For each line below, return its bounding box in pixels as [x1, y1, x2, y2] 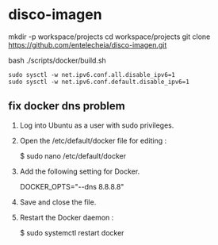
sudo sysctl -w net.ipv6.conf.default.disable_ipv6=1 [8, 78, 190, 86]
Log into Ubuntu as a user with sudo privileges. [19, 121, 174, 130]
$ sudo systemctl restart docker [19, 228, 124, 237]
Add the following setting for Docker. [19, 167, 140, 176]
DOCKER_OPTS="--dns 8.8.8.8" [19, 182, 124, 191]
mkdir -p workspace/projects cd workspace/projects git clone [8, 32, 211, 41]
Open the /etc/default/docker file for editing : [19, 136, 167, 145]
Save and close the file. [19, 197, 97, 207]
